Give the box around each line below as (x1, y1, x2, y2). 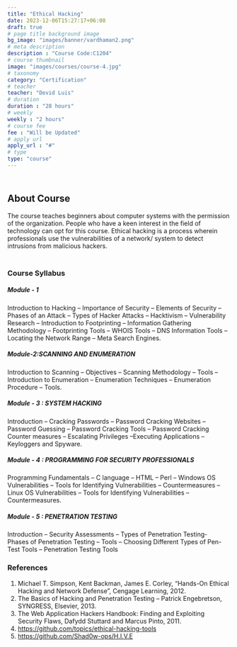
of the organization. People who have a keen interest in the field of (7, 219, 202, 227)
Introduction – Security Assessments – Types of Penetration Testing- (7, 530, 208, 539)
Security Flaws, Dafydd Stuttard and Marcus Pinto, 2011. (17, 617, 182, 625)
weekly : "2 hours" (7, 116, 65, 123)
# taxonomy (7, 69, 40, 77)
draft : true (7, 23, 42, 30)
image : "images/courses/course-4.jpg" (7, 63, 122, 70)
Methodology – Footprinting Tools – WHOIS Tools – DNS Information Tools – (7, 326, 228, 334)
